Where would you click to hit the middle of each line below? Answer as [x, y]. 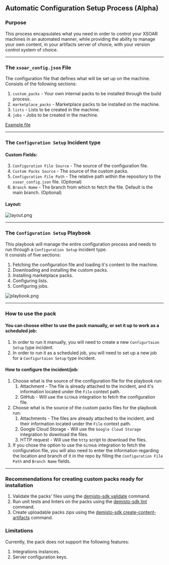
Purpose [16, 23]
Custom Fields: [21, 154]
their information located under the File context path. [76, 423]
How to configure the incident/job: [42, 369]
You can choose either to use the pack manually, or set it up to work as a [82, 326]
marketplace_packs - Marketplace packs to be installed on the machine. [86, 104]
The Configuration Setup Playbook [48, 233]
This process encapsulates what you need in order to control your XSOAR [81, 34]
